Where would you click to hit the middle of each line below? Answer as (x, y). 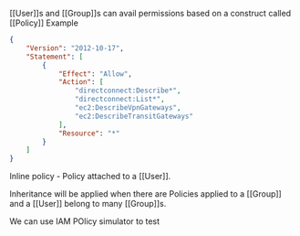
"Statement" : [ (55, 57)
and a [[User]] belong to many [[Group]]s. (88, 204)
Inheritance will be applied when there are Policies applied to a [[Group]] (146, 194)
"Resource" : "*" (89, 133)
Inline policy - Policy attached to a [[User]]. (90, 177)
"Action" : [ (81, 82)
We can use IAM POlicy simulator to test (85, 221)
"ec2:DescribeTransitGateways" (134, 116)
